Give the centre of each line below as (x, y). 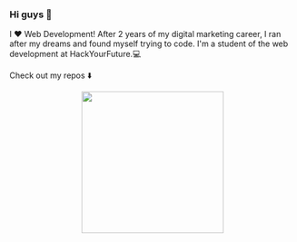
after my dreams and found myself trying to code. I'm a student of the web (149, 44)
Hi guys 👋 (31, 15)
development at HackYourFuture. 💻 (75, 54)
